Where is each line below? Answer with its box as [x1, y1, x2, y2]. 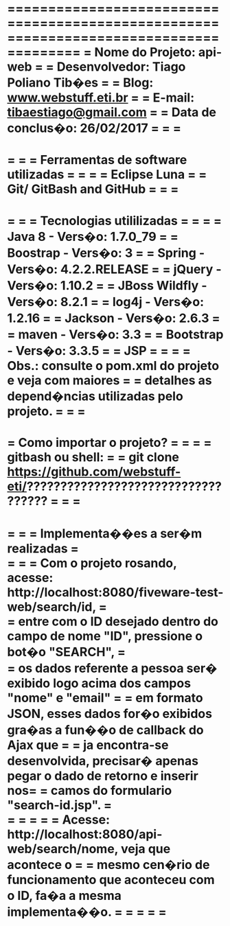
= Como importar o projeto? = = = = [7, 435, 212, 450]
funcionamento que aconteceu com [7, 872, 215, 888]
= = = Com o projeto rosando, [7, 555, 177, 570]
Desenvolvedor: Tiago [56, 59, 186, 75]
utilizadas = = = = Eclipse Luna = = [7, 167, 207, 183]
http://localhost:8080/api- [7, 826, 163, 842]
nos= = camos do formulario [7, 783, 172, 798]
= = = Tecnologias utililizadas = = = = [7, 213, 222, 229]
